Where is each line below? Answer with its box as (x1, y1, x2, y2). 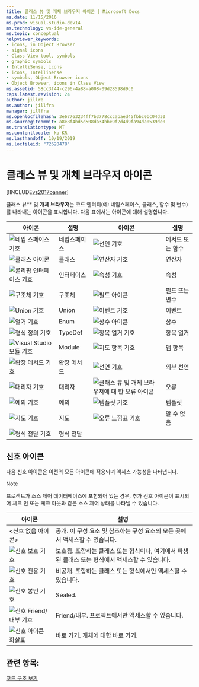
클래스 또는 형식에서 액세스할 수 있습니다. (62, 556, 171, 564)
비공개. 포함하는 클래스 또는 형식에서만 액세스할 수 (55, 567, 187, 575)
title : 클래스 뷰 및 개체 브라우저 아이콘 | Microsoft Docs (6, 8, 140, 15)
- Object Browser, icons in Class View (6, 81, 105, 87)
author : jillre (6, 97, 44, 103)
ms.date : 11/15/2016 (6, 14, 57, 20)
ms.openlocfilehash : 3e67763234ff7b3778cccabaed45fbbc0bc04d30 (6, 113, 166, 119)
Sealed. (55, 591, 77, 599)
